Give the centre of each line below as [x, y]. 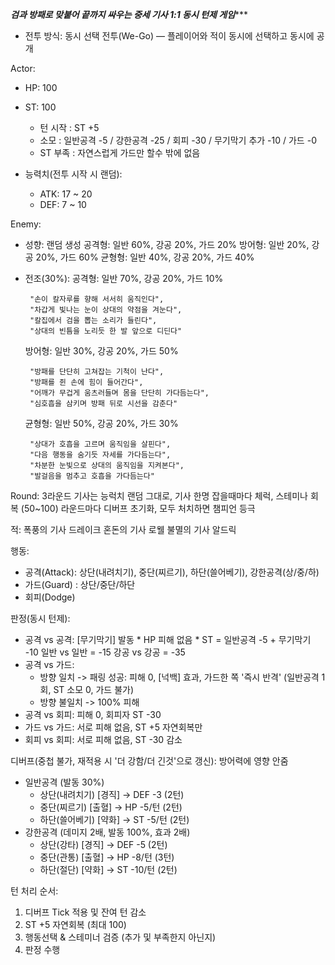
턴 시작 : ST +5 [69, 127]
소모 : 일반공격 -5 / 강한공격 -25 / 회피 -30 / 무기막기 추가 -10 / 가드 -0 [178, 140]
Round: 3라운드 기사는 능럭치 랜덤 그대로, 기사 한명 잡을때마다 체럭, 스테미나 [159, 496]
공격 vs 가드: [49, 664]
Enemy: [26, 224]
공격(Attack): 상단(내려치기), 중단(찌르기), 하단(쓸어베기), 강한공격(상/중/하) [172, 572]
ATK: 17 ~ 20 [66, 194]
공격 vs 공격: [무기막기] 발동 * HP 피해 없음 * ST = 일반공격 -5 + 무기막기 [168, 639]
